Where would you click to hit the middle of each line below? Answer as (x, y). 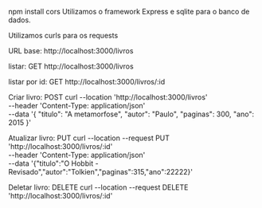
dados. (20, 20)
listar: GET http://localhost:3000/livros (71, 66)
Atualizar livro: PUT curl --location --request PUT (89, 138)
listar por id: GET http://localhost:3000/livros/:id (87, 82)
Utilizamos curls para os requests (63, 35)
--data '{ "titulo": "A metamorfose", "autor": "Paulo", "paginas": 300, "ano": (131, 114)
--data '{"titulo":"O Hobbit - (53, 163)
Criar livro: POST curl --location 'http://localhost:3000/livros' (108, 97)
